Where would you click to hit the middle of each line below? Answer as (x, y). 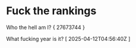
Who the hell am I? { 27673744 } (45, 27)
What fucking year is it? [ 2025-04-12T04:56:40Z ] (68, 39)
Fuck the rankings (51, 11)
